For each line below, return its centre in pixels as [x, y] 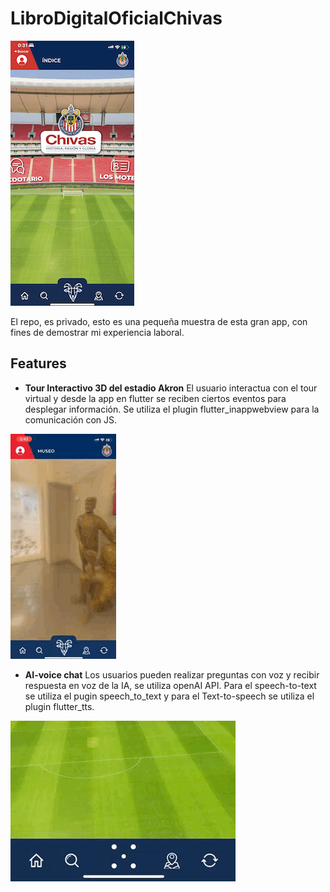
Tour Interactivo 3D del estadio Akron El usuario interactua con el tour [171, 388]
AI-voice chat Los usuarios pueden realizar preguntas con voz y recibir [172, 674]
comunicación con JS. [70, 419]
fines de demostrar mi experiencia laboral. [97, 332]
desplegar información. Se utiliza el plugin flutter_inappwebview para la [172, 409]
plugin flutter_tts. [59, 706]
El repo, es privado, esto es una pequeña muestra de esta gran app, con [159, 321]
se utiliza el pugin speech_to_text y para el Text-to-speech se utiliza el [169, 696]
